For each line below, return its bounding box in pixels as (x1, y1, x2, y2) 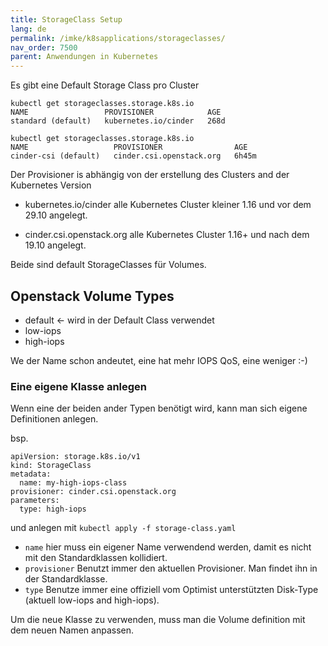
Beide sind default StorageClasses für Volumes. (10, 259, 207, 271)
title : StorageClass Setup (10, 14, 123, 25)
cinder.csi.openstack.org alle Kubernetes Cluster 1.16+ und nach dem (24, 229, 310, 241)
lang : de (10, 24, 47, 34)
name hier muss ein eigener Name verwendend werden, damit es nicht (24, 541, 312, 553)
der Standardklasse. (24, 573, 108, 585)
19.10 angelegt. (24, 239, 87, 251)
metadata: (10, 469, 52, 480)
